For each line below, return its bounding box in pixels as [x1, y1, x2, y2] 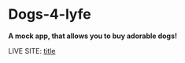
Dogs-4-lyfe [8, 5, 92, 23]
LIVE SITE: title [8, 46, 56, 55]
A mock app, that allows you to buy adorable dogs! [8, 31, 178, 40]
